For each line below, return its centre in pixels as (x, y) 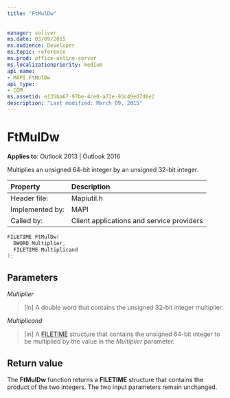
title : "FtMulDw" (32, 13)
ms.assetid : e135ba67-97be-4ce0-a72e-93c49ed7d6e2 (81, 97)
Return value (35, 363)
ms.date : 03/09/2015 (37, 39)
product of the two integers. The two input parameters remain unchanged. (112, 387)
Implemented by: (38, 209)
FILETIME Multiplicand (46, 250)
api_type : (21, 84)
